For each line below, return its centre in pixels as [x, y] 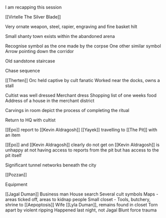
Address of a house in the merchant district [50, 100]
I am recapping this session [33, 7]
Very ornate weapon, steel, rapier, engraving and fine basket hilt [71, 26]
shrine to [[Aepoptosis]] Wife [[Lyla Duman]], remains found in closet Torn [81, 205]
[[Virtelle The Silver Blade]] [33, 17]
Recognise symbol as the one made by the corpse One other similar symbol [83, 46]
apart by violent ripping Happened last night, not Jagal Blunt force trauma [81, 210]
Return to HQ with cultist [30, 120]
